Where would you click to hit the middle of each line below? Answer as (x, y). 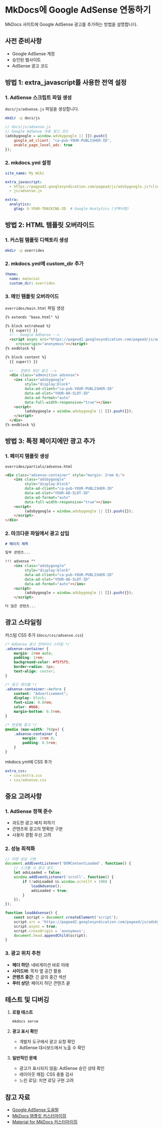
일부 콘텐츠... (18, 553)
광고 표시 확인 (25, 1032)
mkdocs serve (25, 1021)
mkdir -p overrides (25, 250)
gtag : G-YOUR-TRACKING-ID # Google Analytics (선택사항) (72, 209)
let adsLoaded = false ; (38, 873)
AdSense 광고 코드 (30, 65)
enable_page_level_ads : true (43, 145)
